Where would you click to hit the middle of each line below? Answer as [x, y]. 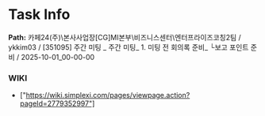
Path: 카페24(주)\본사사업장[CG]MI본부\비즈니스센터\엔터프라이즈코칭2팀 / [125, 37]
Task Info [39, 15]
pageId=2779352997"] [57, 103]
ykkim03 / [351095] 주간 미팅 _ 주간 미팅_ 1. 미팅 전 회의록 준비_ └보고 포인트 [129, 47]
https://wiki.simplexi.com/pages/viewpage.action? [108, 95]
